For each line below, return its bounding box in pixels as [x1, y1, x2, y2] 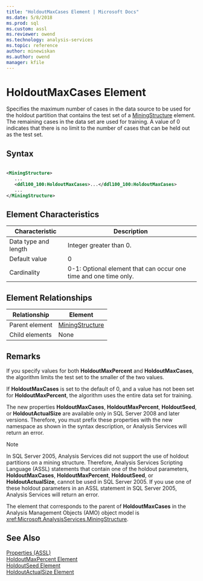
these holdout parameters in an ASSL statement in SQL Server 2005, [6, 484, 177, 492]
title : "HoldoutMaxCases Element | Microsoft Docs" [6, 8, 139, 15]
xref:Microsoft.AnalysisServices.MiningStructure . [6, 515, 129, 522]
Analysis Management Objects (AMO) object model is [6, 509, 140, 516]
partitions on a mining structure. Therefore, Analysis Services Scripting [6, 458, 183, 466]
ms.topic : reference [6, 43, 59, 49]
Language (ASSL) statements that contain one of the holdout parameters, [6, 465, 189, 472]
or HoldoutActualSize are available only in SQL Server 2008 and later [6, 409, 180, 417]
